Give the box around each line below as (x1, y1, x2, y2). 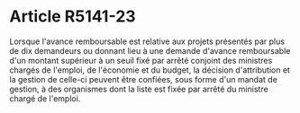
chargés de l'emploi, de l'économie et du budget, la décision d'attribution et (9, 65, 291, 75)
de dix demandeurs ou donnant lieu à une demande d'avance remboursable (9, 45, 291, 56)
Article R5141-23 (9, 6, 137, 27)
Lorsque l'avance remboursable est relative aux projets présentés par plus (9, 36, 286, 47)
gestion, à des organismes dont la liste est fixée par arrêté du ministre (9, 83, 268, 94)
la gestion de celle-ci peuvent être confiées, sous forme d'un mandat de (9, 74, 277, 84)
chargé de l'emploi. (9, 92, 81, 104)
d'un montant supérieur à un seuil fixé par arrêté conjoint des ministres (9, 55, 273, 65)
